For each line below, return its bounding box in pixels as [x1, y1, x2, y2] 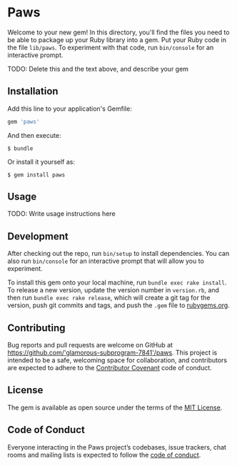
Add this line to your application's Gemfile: [7, 104, 132, 113]
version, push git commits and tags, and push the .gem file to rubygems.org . [7, 301, 231, 309]
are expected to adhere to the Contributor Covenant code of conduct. [7, 364, 212, 372]
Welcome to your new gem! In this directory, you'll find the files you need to [7, 28, 230, 36]
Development [7, 230, 69, 242]
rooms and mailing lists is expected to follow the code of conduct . [7, 450, 201, 459]
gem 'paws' [7, 118, 40, 125]
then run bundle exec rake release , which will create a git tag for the [7, 294, 211, 302]
